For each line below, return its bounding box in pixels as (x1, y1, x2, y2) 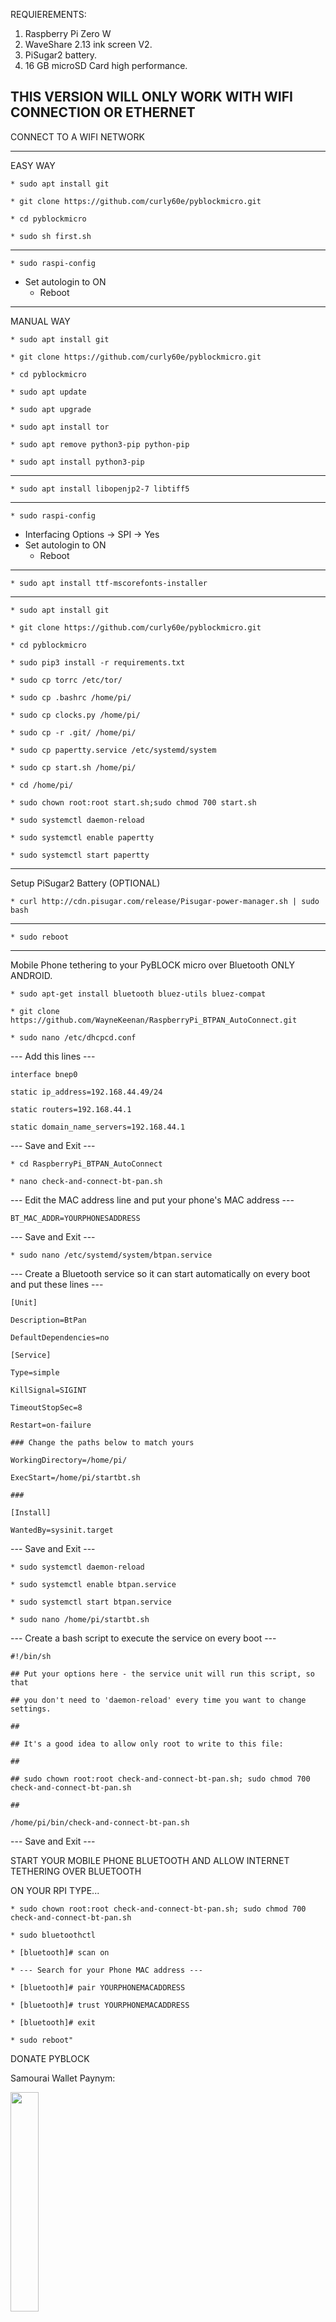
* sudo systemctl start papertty (10, 850, 150, 860)
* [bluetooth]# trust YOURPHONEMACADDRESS (10, 2000, 190, 2010)
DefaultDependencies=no (10, 1332, 110, 1343)
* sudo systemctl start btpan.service (10, 1597, 172, 1607)
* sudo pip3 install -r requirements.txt (10, 657, 186, 668)
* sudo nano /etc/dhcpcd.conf (10, 1032, 137, 1043)
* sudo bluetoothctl (10, 1930, 97, 1940)
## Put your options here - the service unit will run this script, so (10, 1669, 315, 1679)
